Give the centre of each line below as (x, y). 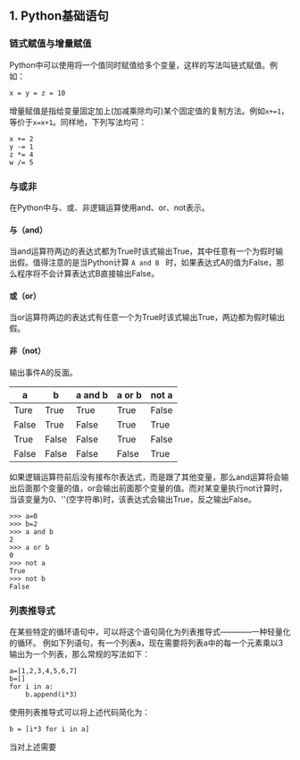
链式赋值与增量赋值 (50, 44)
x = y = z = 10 (37, 93)
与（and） (28, 230)
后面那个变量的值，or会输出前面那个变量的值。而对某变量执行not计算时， (152, 488)
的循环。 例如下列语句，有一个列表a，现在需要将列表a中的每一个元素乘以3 (146, 643)
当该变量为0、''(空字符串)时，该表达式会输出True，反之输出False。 (133, 499)
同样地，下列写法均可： (104, 122)
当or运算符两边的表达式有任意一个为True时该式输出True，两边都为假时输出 (147, 317)
